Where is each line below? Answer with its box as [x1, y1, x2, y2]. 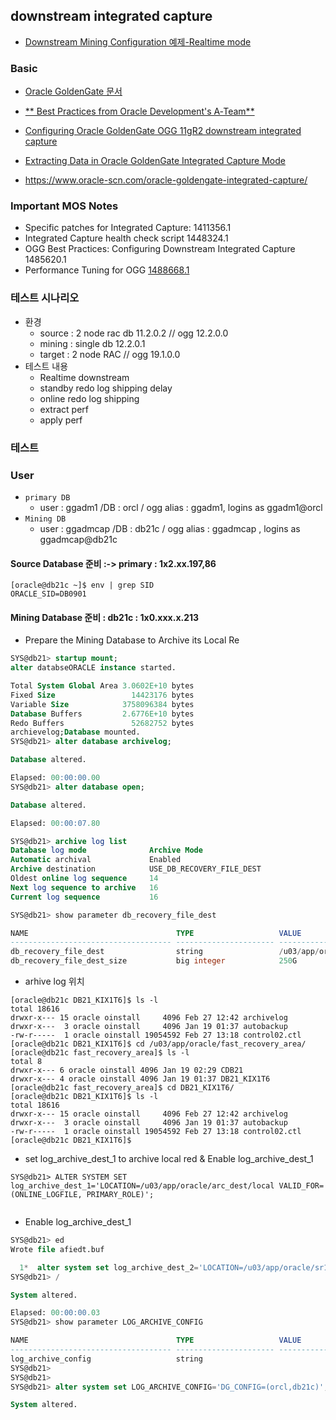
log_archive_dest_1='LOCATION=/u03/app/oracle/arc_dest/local [10, 1181, 275, 1191]
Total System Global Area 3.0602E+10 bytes [10, 681, 195, 691]
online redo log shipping [39, 392, 140, 404]
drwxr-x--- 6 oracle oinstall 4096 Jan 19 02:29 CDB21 [10, 1065, 244, 1076]
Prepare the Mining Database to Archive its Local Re [24, 634, 240, 646]
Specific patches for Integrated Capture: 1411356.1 [24, 222, 232, 234]
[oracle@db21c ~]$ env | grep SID [10, 580, 155, 591]
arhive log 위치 [24, 975, 85, 988]
